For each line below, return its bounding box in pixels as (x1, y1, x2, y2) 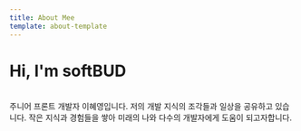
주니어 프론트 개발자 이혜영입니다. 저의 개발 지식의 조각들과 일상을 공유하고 (9, 101, 274, 112)
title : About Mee (9, 13, 75, 23)
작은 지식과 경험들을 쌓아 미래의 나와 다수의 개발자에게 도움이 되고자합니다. (28, 112, 293, 123)
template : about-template (9, 22, 107, 31)
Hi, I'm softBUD (9, 61, 127, 81)
